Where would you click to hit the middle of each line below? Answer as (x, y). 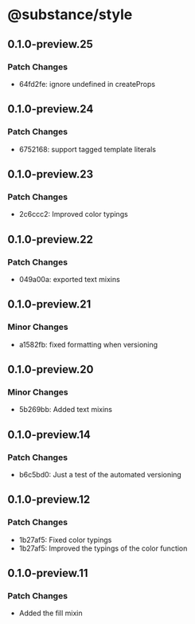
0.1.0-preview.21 (49, 304)
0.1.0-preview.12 (49, 500)
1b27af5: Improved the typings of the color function (103, 548)
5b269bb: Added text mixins (66, 410)
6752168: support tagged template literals (88, 149)
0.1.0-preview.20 (51, 369)
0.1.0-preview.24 (51, 109)
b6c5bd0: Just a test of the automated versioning (100, 475)
